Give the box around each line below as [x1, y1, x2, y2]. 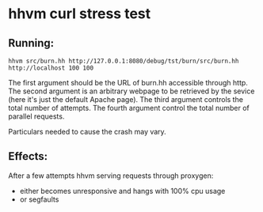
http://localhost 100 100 [8, 64, 93, 72]
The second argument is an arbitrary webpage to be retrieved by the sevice [8, 86, 255, 96]
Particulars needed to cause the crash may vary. [8, 127, 166, 136]
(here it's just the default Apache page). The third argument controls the [8, 95, 244, 104]
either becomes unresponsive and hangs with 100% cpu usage [19, 186, 226, 195]
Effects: [8, 150, 48, 163]
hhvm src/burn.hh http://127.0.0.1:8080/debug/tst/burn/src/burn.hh [8, 57, 239, 65]
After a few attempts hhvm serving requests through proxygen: [8, 171, 214, 180]
